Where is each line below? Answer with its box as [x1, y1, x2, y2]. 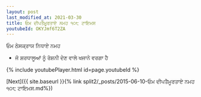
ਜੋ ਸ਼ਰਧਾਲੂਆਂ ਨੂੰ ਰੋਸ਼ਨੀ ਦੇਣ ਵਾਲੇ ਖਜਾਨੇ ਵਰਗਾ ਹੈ [14, 54, 109, 61]
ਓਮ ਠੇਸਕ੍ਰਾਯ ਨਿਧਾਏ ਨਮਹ [6, 42, 61, 49]
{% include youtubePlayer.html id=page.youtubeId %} [6, 66, 140, 74]
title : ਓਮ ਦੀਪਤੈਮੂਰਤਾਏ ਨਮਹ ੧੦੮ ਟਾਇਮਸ [6, 20, 96, 26]
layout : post [6, 8, 39, 15]
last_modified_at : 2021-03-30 [6, 14, 82, 20]
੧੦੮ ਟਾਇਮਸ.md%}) [6, 85, 53, 92]
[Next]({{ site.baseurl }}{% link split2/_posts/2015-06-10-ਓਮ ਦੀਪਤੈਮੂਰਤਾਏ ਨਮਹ [6, 78, 195, 85]
